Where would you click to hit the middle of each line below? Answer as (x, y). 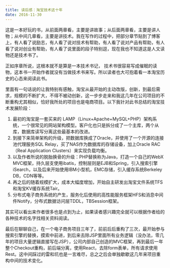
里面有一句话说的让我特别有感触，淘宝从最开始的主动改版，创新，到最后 (80, 89)
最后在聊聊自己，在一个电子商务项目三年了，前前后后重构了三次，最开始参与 (85, 229)
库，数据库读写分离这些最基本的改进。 (52, 131)
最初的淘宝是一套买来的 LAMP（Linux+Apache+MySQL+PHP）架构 (82, 119)
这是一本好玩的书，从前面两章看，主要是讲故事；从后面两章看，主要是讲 (80, 30)
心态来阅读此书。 (32, 78)
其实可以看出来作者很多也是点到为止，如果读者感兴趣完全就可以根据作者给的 (85, 212)
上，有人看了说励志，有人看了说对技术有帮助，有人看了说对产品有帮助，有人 (85, 42)
